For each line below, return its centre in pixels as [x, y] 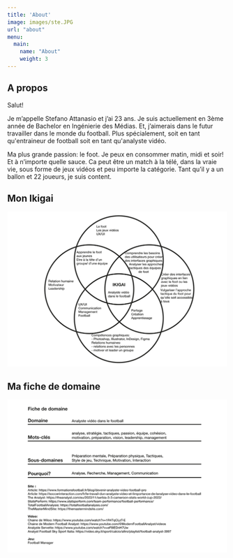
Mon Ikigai [30, 199]
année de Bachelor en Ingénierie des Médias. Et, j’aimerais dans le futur [110, 126]
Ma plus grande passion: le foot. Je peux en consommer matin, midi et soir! [116, 154]
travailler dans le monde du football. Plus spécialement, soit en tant [104, 133]
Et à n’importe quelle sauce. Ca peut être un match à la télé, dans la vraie [112, 161]
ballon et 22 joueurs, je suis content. [59, 176]
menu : [15, 37]
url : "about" [26, 29]
